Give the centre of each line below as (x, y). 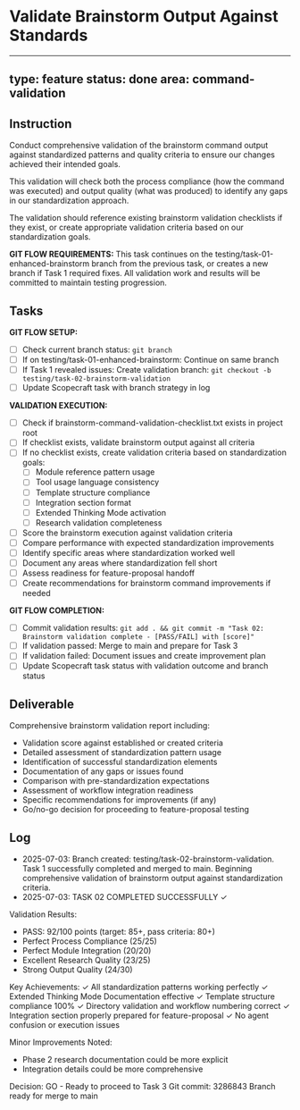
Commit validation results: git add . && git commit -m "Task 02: (143, 628)
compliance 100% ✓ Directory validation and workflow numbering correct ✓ (150, 1006)
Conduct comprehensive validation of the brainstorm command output (139, 146)
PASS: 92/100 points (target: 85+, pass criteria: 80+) (119, 932)
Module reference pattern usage (95, 472)
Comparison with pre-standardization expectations (116, 781)
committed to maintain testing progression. (88, 282)
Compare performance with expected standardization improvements (148, 542)
